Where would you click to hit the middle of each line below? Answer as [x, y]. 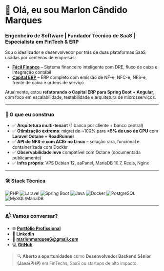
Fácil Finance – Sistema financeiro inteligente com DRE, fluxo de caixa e [85, 67]
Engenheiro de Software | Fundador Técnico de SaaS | [70, 36]
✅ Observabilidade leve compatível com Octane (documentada [76, 152]
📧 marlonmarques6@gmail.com [45, 239]
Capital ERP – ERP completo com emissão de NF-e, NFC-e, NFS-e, [80, 77]
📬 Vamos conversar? [31, 216]
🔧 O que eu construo [30, 114]
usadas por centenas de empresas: [41, 58]
